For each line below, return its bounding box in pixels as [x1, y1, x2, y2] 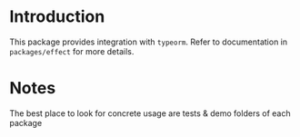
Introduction [9, 6, 105, 27]
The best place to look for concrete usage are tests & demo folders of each [9, 107, 291, 119]
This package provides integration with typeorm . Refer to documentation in [9, 36, 288, 47]
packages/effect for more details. [9, 45, 135, 56]
